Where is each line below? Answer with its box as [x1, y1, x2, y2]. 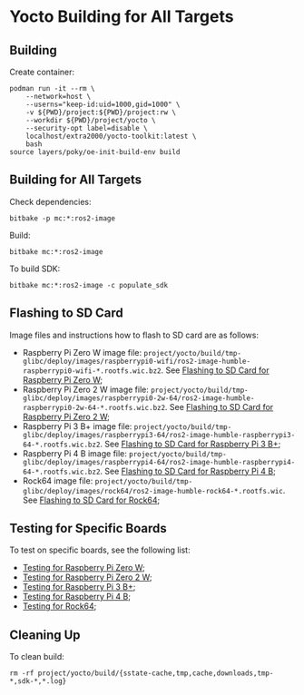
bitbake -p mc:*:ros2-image [9, 213, 116, 223]
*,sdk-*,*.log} [9, 677, 67, 686]
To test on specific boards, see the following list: [9, 544, 191, 555]
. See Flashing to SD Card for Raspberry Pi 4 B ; [99, 465, 277, 476]
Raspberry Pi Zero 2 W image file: [22, 384, 150, 395]
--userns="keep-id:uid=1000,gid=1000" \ [25, 100, 181, 109]
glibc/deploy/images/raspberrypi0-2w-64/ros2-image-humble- [22, 393, 255, 403]
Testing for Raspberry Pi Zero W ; [22, 563, 145, 573]
